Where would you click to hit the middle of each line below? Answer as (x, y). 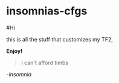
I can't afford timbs (44, 63)
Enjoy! (14, 51)
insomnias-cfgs (47, 11)
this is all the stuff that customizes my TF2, (59, 39)
